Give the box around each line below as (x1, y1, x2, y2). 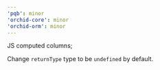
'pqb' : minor (7, 10, 45, 17)
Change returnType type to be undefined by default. (7, 55, 154, 63)
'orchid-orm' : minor (7, 23, 67, 30)
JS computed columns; (7, 42, 73, 50)
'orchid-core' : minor (7, 16, 69, 23)
